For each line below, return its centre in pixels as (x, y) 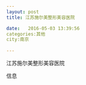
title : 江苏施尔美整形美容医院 (41, 17)
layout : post (23, 12)
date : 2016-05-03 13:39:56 (43, 28)
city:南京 (18, 40)
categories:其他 (26, 34)
